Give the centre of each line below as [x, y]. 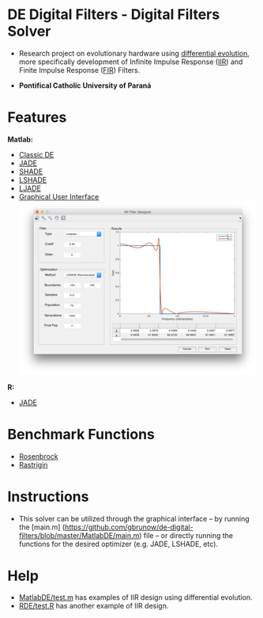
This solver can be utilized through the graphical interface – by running [134, 518]
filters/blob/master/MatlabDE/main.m [79, 535]
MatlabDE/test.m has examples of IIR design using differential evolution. [136, 597]
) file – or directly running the [186, 535]
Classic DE [36, 154]
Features [37, 118]
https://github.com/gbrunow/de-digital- [130, 527]
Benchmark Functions [81, 434]
